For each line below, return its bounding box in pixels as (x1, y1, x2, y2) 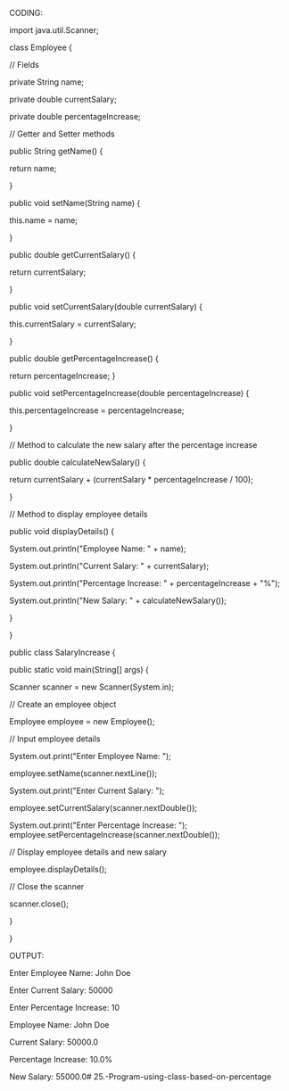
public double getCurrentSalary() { (9, 250, 136, 260)
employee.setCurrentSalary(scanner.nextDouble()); (9, 803, 198, 813)
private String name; (9, 77, 85, 87)
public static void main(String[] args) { (9, 665, 149, 674)
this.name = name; (9, 215, 78, 226)
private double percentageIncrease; (9, 112, 141, 121)
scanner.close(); (9, 898, 70, 909)
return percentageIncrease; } (9, 370, 116, 381)
